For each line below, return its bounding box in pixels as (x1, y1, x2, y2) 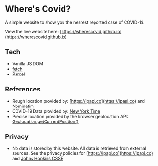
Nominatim (12, 103, 34, 109)
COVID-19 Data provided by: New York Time (12, 108, 100, 114)
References (5, 85, 41, 93)
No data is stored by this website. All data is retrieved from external (12, 145, 147, 151)
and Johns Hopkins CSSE (12, 156, 63, 162)
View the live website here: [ (5, 29, 62, 34)
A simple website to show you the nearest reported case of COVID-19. (5, 19, 145, 25)
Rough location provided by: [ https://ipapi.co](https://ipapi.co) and (12, 98, 145, 104)
